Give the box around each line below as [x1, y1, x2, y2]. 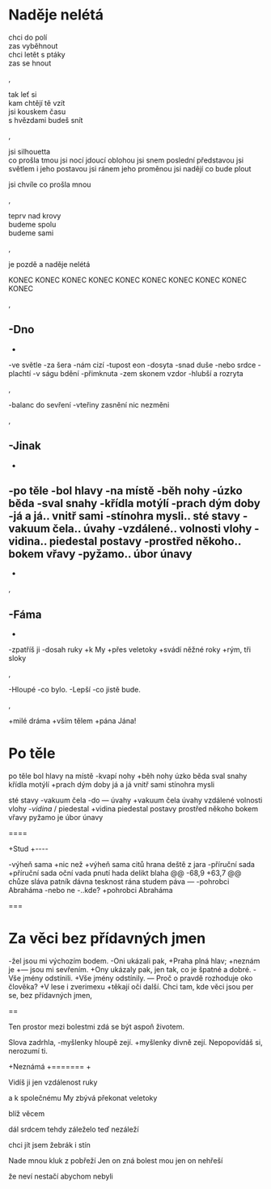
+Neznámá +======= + [8, 1062, 91, 1072]
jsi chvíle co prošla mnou [8, 180, 91, 189]
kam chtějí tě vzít [8, 98, 66, 108]
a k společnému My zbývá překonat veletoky [8, 1094, 158, 1103]
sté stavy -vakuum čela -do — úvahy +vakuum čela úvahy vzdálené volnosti [8, 795, 263, 806]
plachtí [8, 368, 32, 378]
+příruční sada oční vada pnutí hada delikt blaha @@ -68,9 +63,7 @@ [8, 868, 242, 878]
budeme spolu [8, 219, 57, 229]
